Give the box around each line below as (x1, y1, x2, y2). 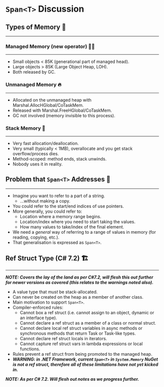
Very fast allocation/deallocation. (12, 140, 79, 146)
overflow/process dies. (12, 150, 59, 157)
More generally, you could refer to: (12, 208, 82, 214)
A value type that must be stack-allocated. (12, 289, 98, 295)
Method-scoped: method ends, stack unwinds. (12, 156, 107, 162)
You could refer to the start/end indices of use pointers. (12, 203, 124, 209)
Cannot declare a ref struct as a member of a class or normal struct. (19, 320, 156, 326)
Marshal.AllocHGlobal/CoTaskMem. (12, 102, 84, 108)
